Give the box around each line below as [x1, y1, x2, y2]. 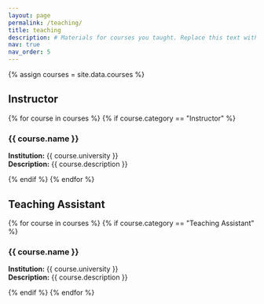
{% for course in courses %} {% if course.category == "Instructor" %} [8, 113, 236, 123]
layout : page [8, 11, 51, 20]
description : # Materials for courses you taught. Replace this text [8, 33, 241, 42]
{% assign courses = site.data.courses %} [8, 70, 145, 79]
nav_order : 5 [8, 48, 51, 56]
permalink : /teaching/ [8, 19, 82, 27]
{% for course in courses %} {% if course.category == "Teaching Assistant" [8, 218, 255, 228]
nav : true [8, 41, 41, 49]
